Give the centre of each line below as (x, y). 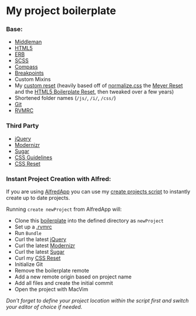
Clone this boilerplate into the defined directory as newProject (89, 221)
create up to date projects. (38, 198)
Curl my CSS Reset (38, 258)
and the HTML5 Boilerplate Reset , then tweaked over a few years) (94, 92)
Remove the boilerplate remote (52, 271)
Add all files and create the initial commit (64, 283)
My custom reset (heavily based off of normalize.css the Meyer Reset (99, 86)
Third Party (23, 126)
